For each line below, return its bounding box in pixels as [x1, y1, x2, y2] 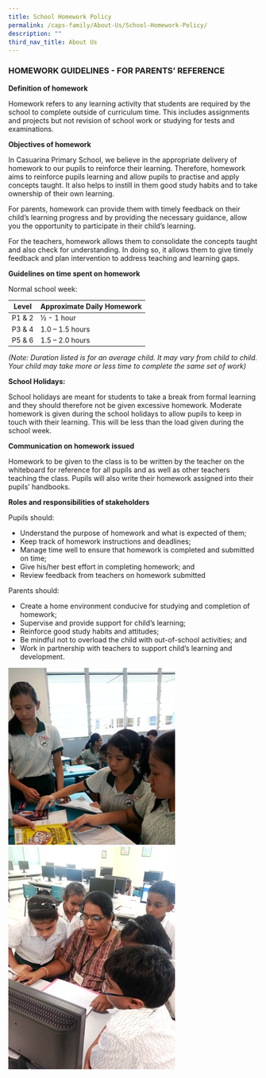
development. [19, 652, 65, 661]
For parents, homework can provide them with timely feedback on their [8, 204, 241, 214]
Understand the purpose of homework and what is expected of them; [19, 529, 247, 538]
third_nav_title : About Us [8, 38, 98, 46]
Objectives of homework [8, 139, 91, 149]
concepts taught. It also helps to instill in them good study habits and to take [8, 180, 258, 190]
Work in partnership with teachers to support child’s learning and [19, 644, 233, 653]
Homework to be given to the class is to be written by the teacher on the [8, 457, 245, 467]
